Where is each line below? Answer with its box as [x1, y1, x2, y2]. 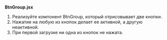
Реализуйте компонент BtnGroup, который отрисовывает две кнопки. [12, 14, 162, 19]
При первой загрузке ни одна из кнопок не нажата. [12, 30, 123, 35]
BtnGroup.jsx [5, 4, 33, 10]
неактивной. [12, 24, 39, 30]
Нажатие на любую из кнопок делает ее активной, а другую [12, 19, 143, 25]
